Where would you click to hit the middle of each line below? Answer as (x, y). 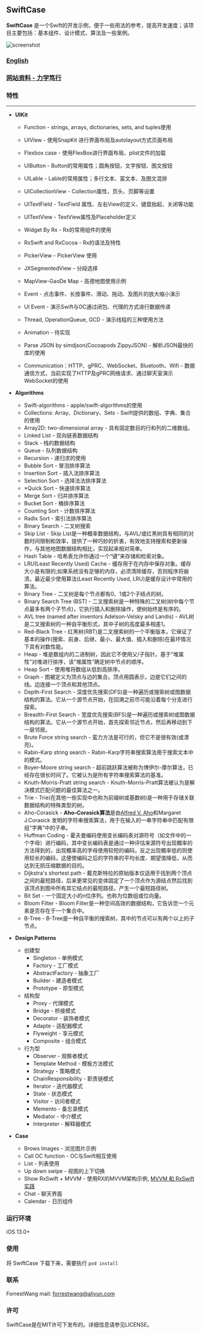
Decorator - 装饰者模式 (61, 1018)
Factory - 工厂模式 (56, 965)
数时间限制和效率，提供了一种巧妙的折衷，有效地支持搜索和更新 (103, 541)
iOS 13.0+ (18, 1232)
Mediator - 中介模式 (57, 1116)
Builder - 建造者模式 (57, 980)
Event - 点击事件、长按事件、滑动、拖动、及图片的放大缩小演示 (102, 294)
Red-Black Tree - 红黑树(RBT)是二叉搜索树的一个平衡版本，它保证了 (108, 631)
